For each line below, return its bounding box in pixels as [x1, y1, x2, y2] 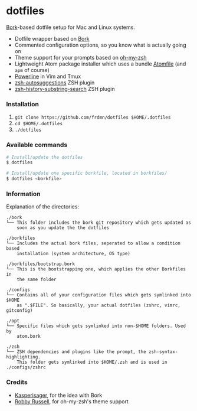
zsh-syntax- [148, 349, 178, 355]
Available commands [6, 141, 68, 149]
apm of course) [14, 66, 50, 73]
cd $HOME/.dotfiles [14, 121, 63, 127]
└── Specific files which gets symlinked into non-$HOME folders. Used [6, 323, 186, 329]
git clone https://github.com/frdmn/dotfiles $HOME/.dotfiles [14, 115, 171, 120]
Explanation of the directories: [6, 203, 80, 210]
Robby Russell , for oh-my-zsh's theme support [14, 397, 129, 405]
